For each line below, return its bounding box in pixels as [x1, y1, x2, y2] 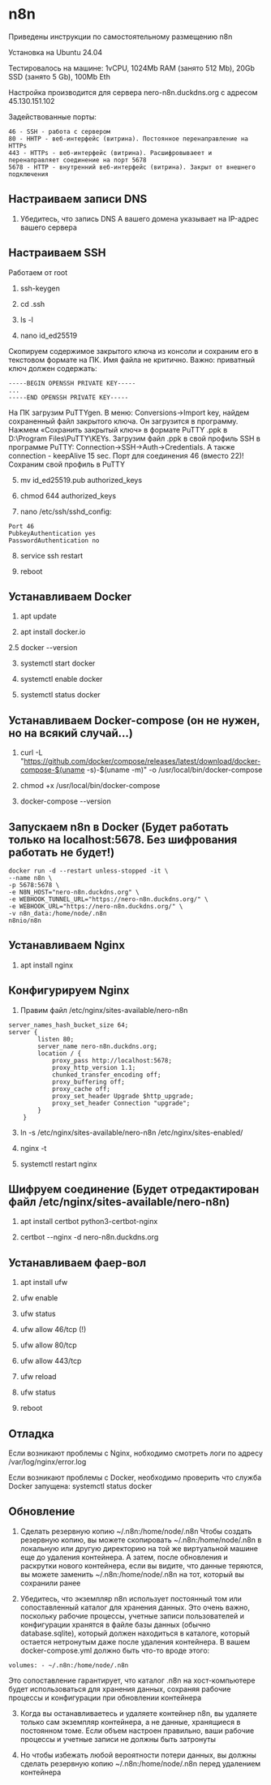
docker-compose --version [19, 796, 111, 806]
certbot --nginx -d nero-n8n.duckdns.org [19, 1232, 159, 1242]
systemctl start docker [19, 658, 96, 668]
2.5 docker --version [8, 643, 78, 653]
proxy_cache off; [51, 1084, 111, 1093]
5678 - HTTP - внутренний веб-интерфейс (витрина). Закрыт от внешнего [8, 163, 256, 171]
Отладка [8, 1426, 54, 1441]
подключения [8, 170, 49, 179]
